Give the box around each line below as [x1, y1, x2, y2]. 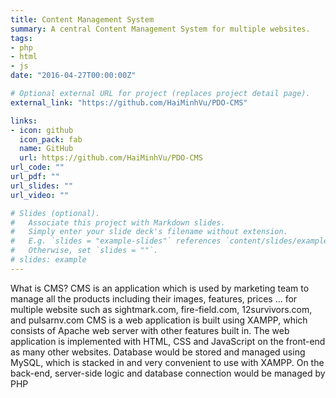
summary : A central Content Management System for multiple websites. [10, 24, 311, 34]
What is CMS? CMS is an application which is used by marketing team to [10, 282, 310, 294]
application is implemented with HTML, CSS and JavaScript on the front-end [10, 335, 326, 347]
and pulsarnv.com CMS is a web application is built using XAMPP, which [10, 314, 308, 326]
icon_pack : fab [19, 134, 83, 145]
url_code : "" [10, 162, 65, 173]
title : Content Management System [10, 14, 155, 25]
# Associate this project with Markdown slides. [10, 217, 226, 228]
